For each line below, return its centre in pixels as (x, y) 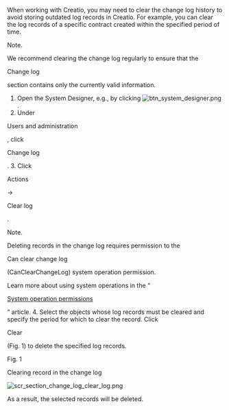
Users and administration (43, 126)
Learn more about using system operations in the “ (79, 285)
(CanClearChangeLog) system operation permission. (82, 272)
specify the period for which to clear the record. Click (83, 319)
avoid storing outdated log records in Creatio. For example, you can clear (110, 17)
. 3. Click (20, 166)
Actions (18, 179)
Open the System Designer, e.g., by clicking (79, 98)
